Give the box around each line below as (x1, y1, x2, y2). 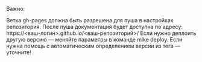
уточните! (6, 49, 31, 56)
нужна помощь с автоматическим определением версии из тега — (6, 42, 181, 49)
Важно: (6, 5, 25, 12)
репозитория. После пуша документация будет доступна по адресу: (6, 23, 183, 30)
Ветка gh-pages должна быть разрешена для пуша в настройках (6, 17, 174, 23)
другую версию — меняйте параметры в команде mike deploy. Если (6, 36, 183, 43)
